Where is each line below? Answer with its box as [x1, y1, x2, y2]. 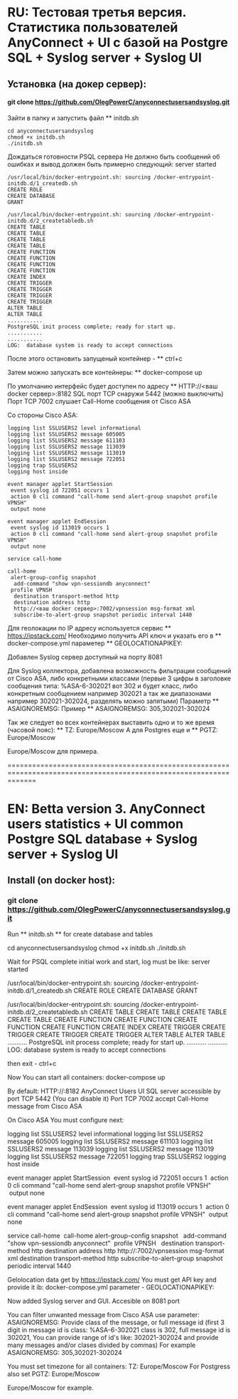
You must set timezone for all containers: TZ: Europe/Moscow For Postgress [7, 1362, 231, 1371]
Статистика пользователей [7, 19, 178, 36]
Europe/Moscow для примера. [7, 746, 99, 755]
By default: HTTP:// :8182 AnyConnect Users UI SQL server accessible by [7, 1087, 222, 1095]
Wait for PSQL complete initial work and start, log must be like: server [7, 957, 211, 966]
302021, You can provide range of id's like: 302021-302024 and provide [7, 1333, 219, 1341]
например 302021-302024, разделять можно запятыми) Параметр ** [7, 697, 219, 705]
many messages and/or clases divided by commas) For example [7, 1341, 196, 1349]
